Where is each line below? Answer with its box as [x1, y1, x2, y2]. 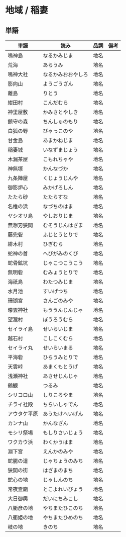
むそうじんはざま [43, 222, 84, 229]
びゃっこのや [43, 128, 74, 134]
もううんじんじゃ [43, 307, 83, 313]
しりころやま [43, 392, 74, 398]
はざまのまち [43, 467, 74, 474]
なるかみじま [43, 52, 74, 59]
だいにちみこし [43, 495, 79, 502]
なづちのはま [43, 203, 74, 210]
